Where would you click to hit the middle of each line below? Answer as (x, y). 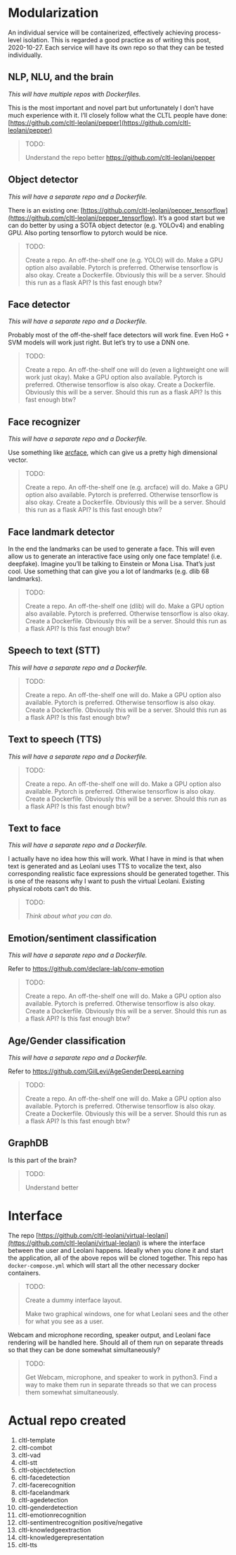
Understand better (52, 1187)
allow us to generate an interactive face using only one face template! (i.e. (115, 556)
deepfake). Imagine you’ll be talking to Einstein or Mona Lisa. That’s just (112, 564)
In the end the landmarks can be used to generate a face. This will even (111, 549)
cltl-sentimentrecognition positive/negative (80, 1522)
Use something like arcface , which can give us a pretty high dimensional (113, 453)
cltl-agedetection (43, 1500)
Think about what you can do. (69, 916)
